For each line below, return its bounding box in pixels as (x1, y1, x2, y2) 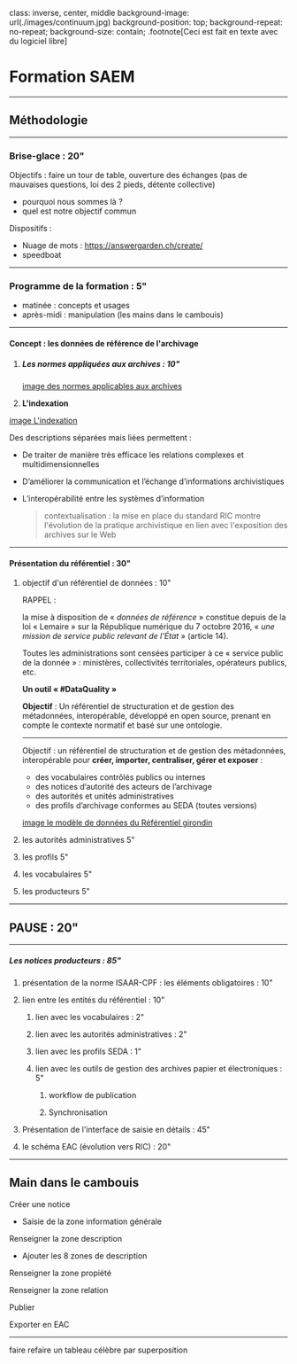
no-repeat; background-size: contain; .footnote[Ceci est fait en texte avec (9, 27, 278, 36)
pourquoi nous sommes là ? (21, 197, 124, 207)
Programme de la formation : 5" (9, 279, 148, 292)
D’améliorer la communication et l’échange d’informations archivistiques (21, 476, 285, 487)
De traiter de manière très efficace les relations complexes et (21, 449, 245, 460)
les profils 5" (21, 852, 69, 862)
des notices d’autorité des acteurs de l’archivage (34, 782, 212, 792)
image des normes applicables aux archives (21, 380, 183, 391)
